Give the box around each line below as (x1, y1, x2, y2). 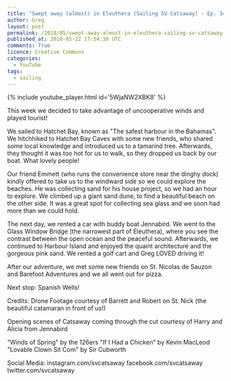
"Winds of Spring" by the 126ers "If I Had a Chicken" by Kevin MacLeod (7, 338, 210, 346)
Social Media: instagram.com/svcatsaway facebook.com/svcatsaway (7, 359, 203, 367)
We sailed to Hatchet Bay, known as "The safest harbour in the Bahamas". (7, 127, 217, 135)
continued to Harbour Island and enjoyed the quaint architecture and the (7, 242, 212, 251)
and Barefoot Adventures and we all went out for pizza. (7, 270, 164, 278)
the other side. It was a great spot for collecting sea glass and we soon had (7, 199, 220, 208)
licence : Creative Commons (7, 49, 85, 56)
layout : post (7, 23, 45, 30)
